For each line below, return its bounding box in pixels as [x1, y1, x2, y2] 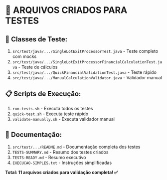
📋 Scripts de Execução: [5, 90, 81, 98]
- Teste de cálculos [18, 64, 58, 70]
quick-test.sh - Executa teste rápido [12, 111, 89, 117]
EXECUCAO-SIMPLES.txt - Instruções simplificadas [12, 160, 112, 166]
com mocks [12, 53, 37, 59]
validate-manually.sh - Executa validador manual [12, 116, 115, 122]
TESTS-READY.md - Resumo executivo [12, 154, 86, 160]
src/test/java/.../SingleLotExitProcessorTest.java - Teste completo [12, 48, 159, 54]
